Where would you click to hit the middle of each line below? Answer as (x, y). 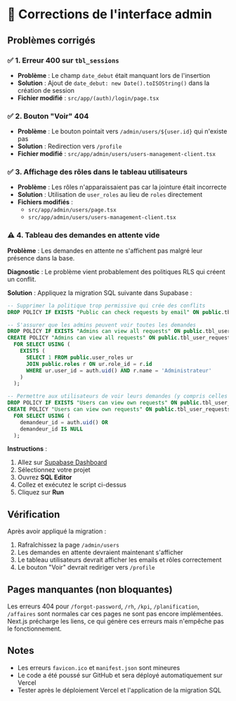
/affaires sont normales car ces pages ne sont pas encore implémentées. (115, 614)
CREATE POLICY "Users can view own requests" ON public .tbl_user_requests (119, 410)
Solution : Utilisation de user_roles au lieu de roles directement (110, 195)
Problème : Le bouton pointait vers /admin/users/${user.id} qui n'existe (122, 131)
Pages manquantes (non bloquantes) (90, 589)
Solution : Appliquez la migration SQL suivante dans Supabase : (100, 293)
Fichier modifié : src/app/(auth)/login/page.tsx (88, 98)
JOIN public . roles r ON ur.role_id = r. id (89, 364)
